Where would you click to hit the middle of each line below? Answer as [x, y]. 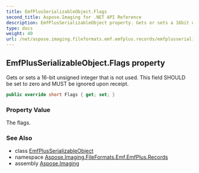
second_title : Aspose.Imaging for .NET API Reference [74, 17]
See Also [19, 138]
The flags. [18, 123]
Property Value [28, 110]
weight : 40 [20, 34]
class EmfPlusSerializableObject [54, 151]
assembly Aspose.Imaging [47, 164]
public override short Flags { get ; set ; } [61, 94]
